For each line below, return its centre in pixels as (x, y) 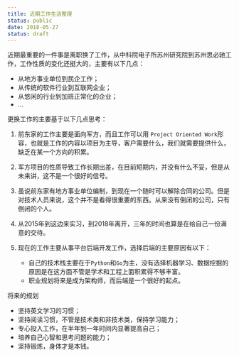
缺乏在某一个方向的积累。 (55, 152)
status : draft (28, 34)
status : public (30, 21)
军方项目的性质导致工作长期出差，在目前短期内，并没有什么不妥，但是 (121, 167)
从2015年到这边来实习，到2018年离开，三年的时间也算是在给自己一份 (119, 224)
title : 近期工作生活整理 (40, 14)
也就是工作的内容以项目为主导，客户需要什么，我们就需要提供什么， (130, 143)
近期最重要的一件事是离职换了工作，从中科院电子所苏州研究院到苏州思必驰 (116, 55)
